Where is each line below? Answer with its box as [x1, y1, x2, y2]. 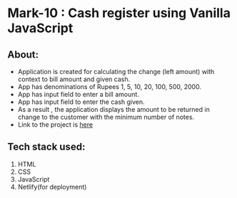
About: [7, 48, 39, 61]
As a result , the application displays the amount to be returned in [17, 105, 211, 113]
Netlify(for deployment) [17, 182, 87, 191]
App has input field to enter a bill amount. [17, 90, 139, 98]
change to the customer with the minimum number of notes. [17, 113, 195, 121]
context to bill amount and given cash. [17, 75, 131, 83]
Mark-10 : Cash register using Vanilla [7, 5, 231, 21]
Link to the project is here [17, 120, 94, 129]
